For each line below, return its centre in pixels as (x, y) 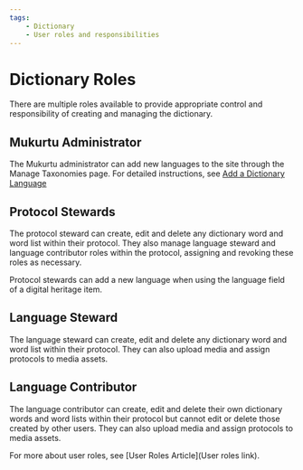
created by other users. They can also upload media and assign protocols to (151, 428)
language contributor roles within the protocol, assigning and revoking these (151, 252)
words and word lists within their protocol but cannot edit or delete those (145, 418)
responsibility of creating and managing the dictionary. (111, 114)
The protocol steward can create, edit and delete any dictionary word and (147, 233)
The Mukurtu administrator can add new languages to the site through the (147, 164)
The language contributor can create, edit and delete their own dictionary (146, 409)
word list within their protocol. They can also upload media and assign (140, 349)
